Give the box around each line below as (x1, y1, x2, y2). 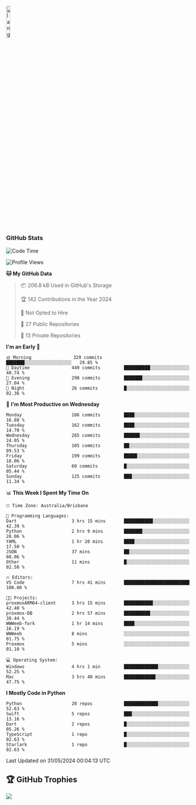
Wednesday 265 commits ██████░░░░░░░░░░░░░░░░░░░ (6, 432, 190, 439)
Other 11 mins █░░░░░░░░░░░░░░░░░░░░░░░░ (6, 559, 190, 565)
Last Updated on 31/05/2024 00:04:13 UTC (6, 757, 111, 764)
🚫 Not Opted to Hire (20, 309, 68, 316)
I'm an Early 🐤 (6, 343, 40, 350)
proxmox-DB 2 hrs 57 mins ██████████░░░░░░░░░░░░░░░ (6, 610, 190, 616)
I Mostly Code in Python (6, 689, 66, 696)
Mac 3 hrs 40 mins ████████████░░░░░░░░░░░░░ (6, 674, 190, 680)
